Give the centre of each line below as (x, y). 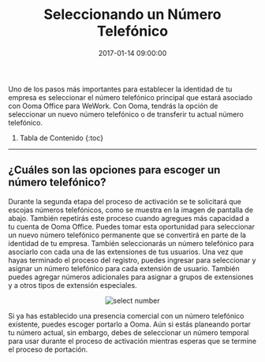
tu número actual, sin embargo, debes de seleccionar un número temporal (129, 332)
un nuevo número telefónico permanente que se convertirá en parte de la (127, 235)
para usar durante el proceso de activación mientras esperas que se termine (132, 341)
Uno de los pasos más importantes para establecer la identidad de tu (120, 89)
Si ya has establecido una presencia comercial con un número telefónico (126, 315)
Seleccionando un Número (132, 15)
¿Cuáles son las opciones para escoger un (114, 170)
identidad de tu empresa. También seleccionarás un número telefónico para (131, 243)
